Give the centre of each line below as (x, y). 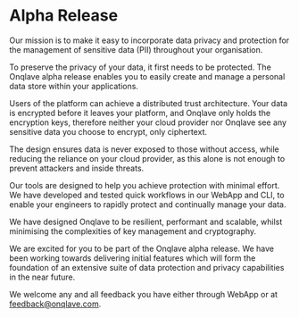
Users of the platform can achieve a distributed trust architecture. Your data (149, 103)
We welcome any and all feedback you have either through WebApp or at (144, 294)
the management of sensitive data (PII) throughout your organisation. (136, 49)
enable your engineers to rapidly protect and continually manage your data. (148, 204)
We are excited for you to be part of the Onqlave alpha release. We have (142, 248)
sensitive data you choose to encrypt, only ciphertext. (108, 131)
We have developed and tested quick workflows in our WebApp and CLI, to (147, 195)
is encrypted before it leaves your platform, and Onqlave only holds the (140, 113)
